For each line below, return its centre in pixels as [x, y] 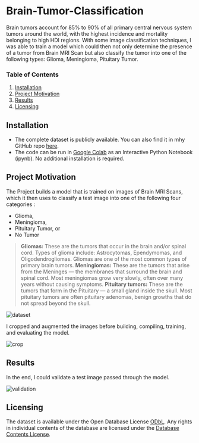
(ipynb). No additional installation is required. [70, 158]
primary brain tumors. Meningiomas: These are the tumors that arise [105, 265]
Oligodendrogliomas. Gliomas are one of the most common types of [104, 259]
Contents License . [28, 434]
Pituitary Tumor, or [37, 228]
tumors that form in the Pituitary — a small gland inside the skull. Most [106, 291]
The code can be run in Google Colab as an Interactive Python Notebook [104, 152]
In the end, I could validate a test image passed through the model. [88, 377]
